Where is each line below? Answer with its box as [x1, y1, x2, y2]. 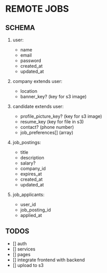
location [20, 88, 38, 94]
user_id [20, 202, 36, 207]
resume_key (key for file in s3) [20, 119, 84, 125]
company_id [20, 166, 46, 171]
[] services [12, 245, 36, 252]
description [20, 155, 44, 160]
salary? [20, 160, 36, 166]
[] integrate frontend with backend [12, 257, 85, 263]
